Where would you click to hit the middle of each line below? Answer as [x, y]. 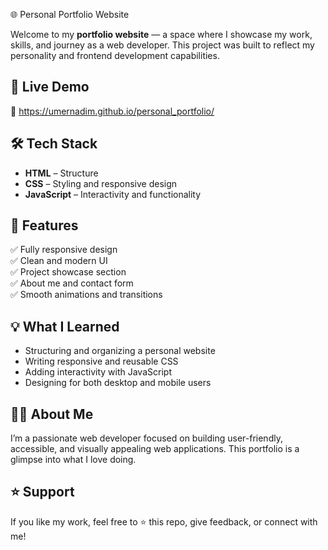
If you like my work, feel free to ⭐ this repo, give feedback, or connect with [164, 521]
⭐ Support [42, 492]
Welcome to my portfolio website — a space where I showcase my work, [161, 34]
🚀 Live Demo [50, 87]
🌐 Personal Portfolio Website [70, 14]
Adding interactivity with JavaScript [98, 372]
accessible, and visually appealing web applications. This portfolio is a [155, 449]
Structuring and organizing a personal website [120, 351]
